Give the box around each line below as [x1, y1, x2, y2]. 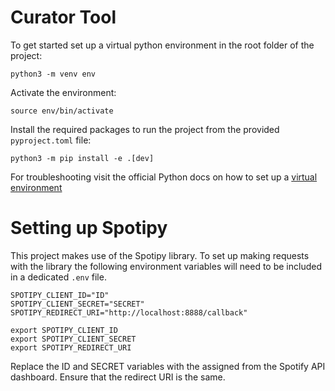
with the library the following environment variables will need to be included [10, 260, 323, 272]
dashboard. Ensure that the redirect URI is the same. [10, 371, 226, 383]
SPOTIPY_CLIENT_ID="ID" [10, 290, 110, 300]
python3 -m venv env [10, 69, 97, 79]
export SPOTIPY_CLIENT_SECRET [10, 334, 137, 344]
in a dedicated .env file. [10, 271, 107, 283]
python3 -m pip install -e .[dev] [10, 153, 155, 163]
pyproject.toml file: [10, 134, 92, 146]
